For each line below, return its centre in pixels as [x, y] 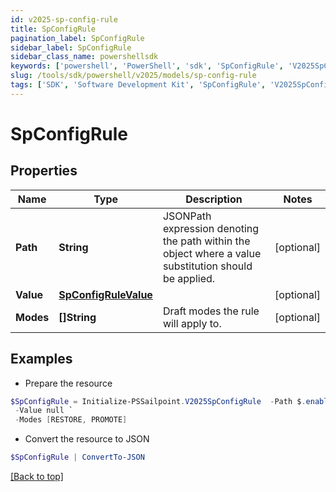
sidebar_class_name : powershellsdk [84, 57]
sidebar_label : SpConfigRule [71, 47]
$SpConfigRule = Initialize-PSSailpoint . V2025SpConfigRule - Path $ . [158, 401]
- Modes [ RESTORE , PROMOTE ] [71, 420]
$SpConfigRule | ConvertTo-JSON [77, 457]
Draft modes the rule [211, 311]
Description [214, 199]
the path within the [206, 241]
